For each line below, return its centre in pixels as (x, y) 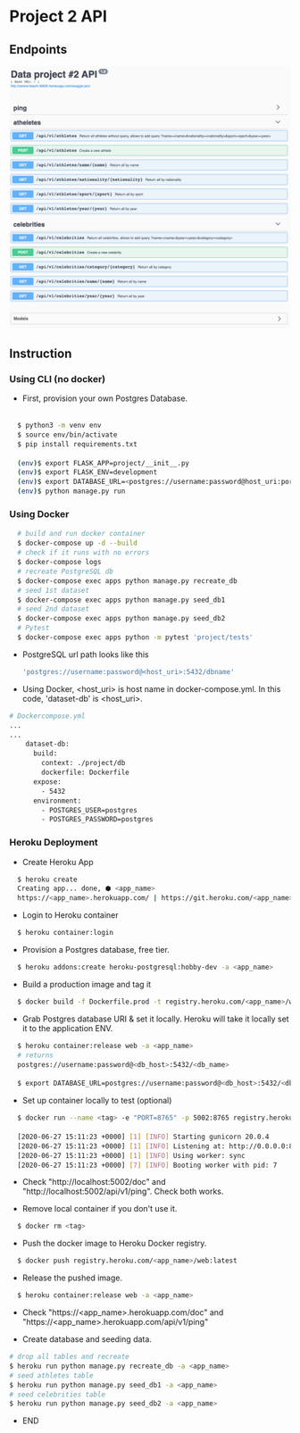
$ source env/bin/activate (67, 435)
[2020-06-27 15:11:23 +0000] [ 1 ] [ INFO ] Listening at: (121, 1146)
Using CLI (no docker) (58, 379)
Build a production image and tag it (87, 984)
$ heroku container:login (66, 933)
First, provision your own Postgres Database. (105, 398)
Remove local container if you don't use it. (100, 1209)
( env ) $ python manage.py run (71, 492)
